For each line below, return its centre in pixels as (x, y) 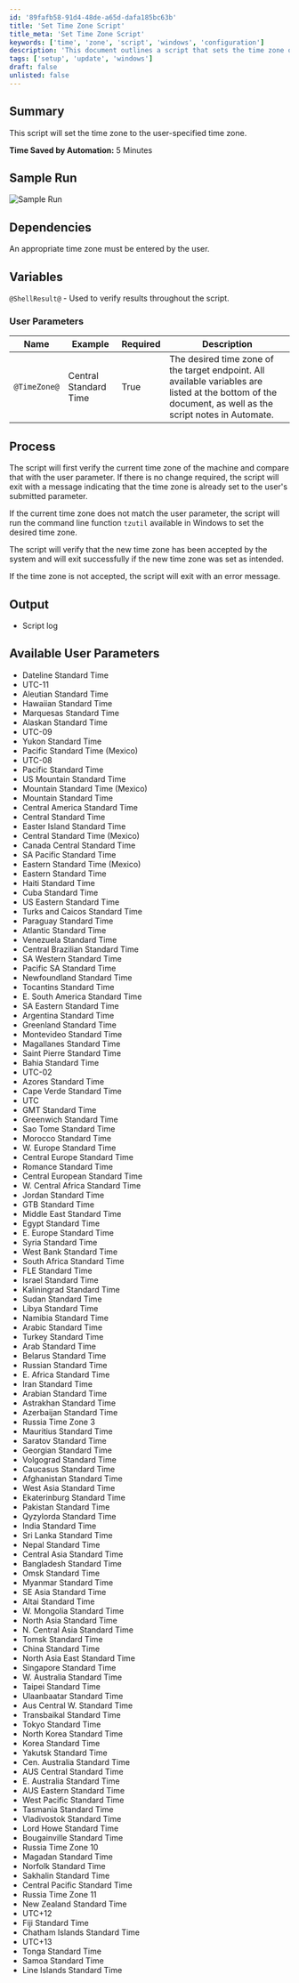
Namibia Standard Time (65, 1318)
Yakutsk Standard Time (65, 1753)
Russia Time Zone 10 (60, 1847)
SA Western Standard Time (72, 958)
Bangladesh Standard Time (72, 1563)
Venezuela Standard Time (69, 939)
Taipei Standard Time (61, 1686)
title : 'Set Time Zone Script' (67, 26)
